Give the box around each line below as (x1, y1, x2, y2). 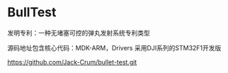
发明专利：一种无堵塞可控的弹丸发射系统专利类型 (7, 28, 150, 37)
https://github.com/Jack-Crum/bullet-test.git (7, 57, 137, 66)
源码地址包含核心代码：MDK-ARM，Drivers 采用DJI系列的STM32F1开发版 (7, 43, 222, 52)
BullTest (7, 4, 57, 21)
